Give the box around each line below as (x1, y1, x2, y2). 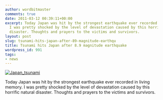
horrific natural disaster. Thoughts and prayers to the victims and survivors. (5, 89, 156, 95)
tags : (5, 52, 16, 57)
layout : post (5, 34, 32, 39)
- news (5, 57, 18, 61)
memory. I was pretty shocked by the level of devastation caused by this (5, 84, 150, 90)
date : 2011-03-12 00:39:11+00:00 (5, 16, 73, 21)
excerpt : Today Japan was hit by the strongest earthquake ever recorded (5, 20, 158, 26)
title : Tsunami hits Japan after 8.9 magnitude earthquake (5, 43, 127, 48)
